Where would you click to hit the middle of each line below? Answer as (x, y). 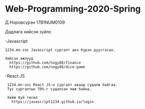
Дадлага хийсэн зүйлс (28, 31)
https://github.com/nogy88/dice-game (47, 67)
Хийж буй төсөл (22, 97)
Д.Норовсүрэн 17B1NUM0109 (35, 22)
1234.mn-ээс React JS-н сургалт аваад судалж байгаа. (62, 85)
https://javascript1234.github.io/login (53, 102)
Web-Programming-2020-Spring (73, 9)
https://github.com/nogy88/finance (45, 62)
